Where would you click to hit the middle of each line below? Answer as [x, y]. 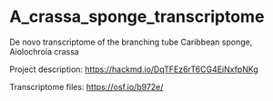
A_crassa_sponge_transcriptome [137, 17]
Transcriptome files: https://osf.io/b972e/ [86, 86]
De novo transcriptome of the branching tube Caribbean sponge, [131, 42]
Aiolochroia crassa [44, 51]
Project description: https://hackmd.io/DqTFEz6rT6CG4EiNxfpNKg [134, 69]
